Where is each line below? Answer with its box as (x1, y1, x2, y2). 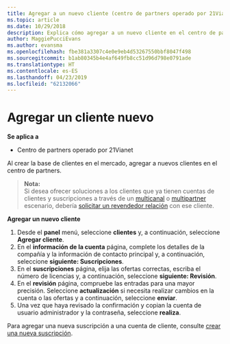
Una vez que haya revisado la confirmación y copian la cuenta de (16, 301, 202, 310)
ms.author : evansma (7, 42, 63, 49)
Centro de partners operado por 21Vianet (16, 146, 133, 154)
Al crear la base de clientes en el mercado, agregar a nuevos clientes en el (7, 159, 218, 168)
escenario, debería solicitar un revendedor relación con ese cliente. (23, 202, 214, 210)
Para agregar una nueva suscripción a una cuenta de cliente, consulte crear (7, 322, 221, 330)
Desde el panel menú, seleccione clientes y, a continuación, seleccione (16, 228, 220, 237)
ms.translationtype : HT (7, 61, 75, 68)
